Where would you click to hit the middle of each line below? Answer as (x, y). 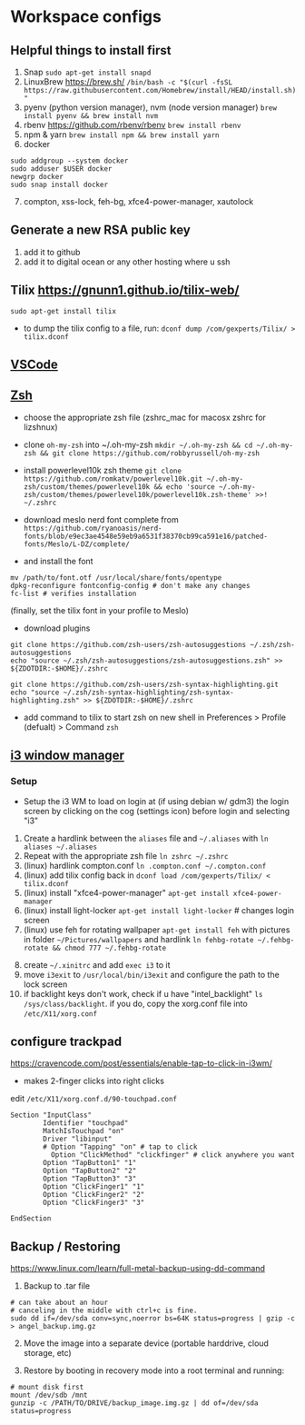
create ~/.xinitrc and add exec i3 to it (97, 964)
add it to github (52, 252)
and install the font (58, 561)
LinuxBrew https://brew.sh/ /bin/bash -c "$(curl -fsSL (128, 82)
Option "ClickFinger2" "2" (94, 1195)
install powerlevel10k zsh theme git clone (103, 470)
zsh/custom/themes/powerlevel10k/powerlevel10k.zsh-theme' (138, 494)
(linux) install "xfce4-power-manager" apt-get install (126, 892)
